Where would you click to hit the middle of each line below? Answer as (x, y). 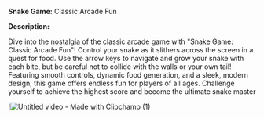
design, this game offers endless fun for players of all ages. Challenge (121, 83)
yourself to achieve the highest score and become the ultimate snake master (132, 92)
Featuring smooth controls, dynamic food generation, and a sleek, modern (128, 75)
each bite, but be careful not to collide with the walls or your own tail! (120, 67)
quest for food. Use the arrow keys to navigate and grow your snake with (126, 58)
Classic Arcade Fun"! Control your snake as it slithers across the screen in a (131, 50)
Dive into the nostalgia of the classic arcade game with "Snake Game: (121, 41)
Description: (29, 26)
